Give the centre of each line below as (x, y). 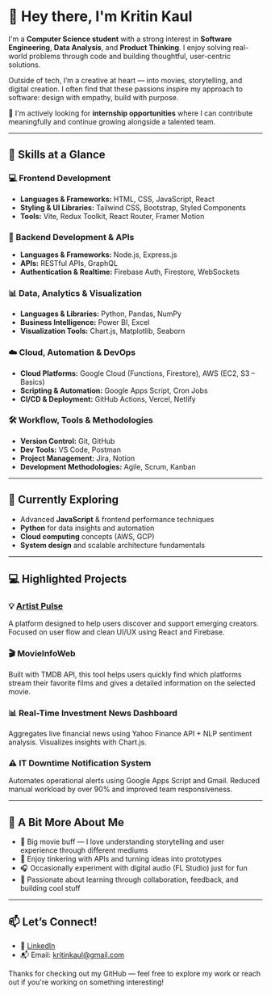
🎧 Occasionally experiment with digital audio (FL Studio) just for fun (133, 868)
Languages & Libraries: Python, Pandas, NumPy (101, 314)
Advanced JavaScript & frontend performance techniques (117, 519)
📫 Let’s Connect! (53, 922)
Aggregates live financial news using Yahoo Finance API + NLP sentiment (130, 733)
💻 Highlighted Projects (68, 579)
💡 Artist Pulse (36, 605)
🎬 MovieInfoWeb (42, 654)
